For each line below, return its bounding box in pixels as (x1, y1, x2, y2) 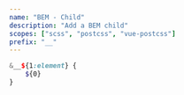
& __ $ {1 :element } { (9, 62, 77, 70)
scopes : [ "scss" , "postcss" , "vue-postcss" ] (9, 29, 176, 38)
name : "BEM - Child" (9, 12, 86, 22)
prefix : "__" (9, 37, 57, 47)
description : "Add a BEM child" (9, 21, 128, 30)
